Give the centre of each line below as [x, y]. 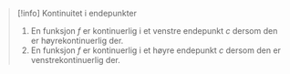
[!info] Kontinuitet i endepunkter [77, 13]
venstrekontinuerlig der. [75, 60]
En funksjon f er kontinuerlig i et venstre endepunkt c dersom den [154, 31]
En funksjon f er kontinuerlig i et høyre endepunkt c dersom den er [156, 50]
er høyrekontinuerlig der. [77, 41]
